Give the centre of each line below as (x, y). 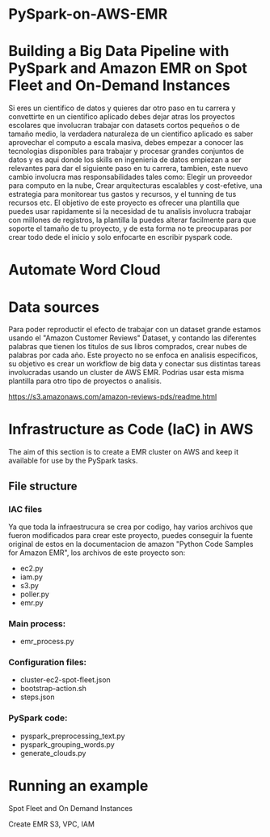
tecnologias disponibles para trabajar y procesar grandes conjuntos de (127, 152)
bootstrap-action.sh (53, 689)
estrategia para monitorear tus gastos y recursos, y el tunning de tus (122, 194)
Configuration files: (48, 663)
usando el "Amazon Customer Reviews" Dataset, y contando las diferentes (133, 338)
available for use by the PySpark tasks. (73, 461)
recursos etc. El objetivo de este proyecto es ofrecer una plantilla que (124, 203)
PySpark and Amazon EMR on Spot (128, 68)
